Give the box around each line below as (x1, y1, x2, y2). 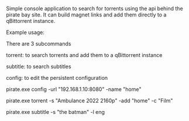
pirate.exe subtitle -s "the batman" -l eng (6, 109, 105, 115)
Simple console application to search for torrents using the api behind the (6, 5, 183, 12)
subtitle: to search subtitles (6, 63, 71, 70)
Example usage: (6, 29, 45, 36)
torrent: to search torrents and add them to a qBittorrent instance (6, 52, 163, 58)
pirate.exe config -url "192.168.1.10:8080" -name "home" (6, 86, 142, 93)
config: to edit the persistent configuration (6, 75, 108, 81)
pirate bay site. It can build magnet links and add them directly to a (6, 11, 167, 18)
